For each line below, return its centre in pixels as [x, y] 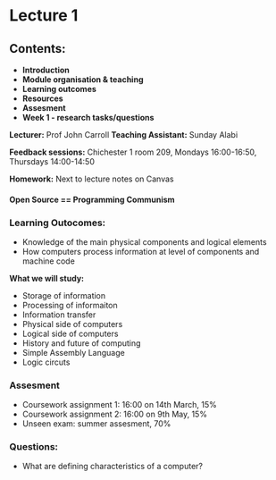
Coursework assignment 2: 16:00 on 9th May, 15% [115, 414]
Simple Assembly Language [73, 352]
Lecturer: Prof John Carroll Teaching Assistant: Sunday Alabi [124, 135]
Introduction [46, 70]
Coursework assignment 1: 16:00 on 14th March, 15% [119, 405]
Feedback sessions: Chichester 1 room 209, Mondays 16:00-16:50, [133, 152]
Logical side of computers [70, 333]
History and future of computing [81, 343]
